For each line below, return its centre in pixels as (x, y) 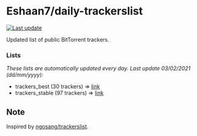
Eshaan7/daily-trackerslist (75, 11)
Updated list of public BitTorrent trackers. (58, 39)
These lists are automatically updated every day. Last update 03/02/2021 (98, 68)
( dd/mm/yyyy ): (25, 75)
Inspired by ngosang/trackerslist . (48, 127)
